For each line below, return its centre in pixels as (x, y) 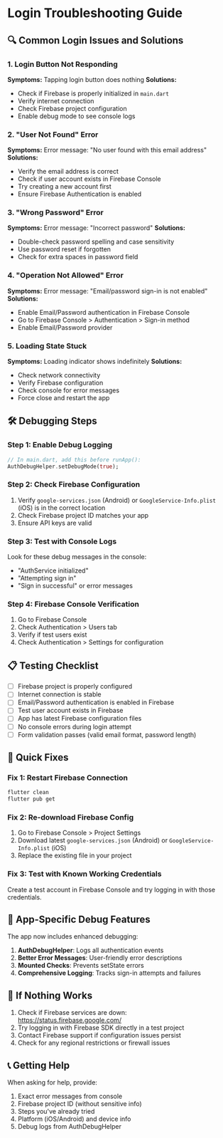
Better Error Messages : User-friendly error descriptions (100, 958)
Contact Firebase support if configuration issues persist (99, 1035)
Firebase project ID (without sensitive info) (80, 1104)
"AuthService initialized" (53, 570)
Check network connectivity (59, 375)
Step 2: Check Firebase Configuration (74, 484)
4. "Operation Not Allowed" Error (66, 276)
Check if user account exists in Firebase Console (89, 179)
